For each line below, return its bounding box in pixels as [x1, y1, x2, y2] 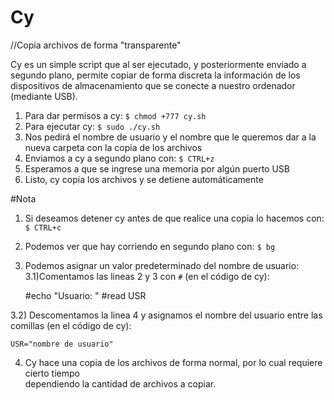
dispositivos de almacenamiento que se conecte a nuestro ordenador [10, 79, 296, 91]
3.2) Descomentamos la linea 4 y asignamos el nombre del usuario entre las [10, 309, 323, 321]
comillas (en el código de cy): [10, 319, 132, 331]
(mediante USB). [10, 90, 78, 102]
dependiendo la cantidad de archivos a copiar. [24, 377, 217, 390]
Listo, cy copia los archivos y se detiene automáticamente [24, 173, 264, 185]
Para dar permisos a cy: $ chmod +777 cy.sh [24, 109, 207, 121]
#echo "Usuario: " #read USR [24, 289, 147, 301]
